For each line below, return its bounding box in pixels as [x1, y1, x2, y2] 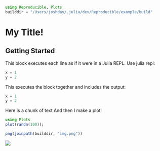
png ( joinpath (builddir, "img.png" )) [5, 131, 83, 136]
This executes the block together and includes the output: [5, 84, 126, 90]
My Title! [5, 26, 44, 38]
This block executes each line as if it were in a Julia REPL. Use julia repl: [5, 60, 155, 66]
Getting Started [5, 47, 55, 55]
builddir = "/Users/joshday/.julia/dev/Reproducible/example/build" [5, 9, 153, 15]
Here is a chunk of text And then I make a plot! [5, 107, 102, 114]
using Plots [5, 117, 30, 123]
